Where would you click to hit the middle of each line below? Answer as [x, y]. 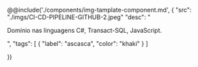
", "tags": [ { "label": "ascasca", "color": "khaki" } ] [77, 43]
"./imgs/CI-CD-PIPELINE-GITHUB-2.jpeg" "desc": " [79, 17]
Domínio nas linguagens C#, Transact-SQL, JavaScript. [85, 30]
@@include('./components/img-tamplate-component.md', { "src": [99, 10]
